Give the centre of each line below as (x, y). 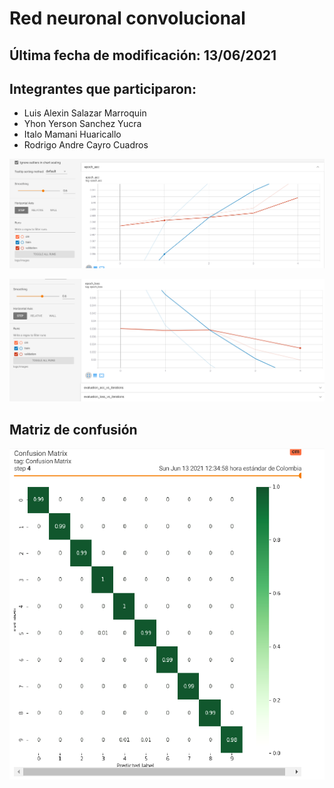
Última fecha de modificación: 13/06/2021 (143, 55)
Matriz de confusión (73, 429)
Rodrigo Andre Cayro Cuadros (86, 145)
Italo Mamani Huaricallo (72, 134)
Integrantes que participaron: (103, 88)
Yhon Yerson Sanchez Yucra (82, 124)
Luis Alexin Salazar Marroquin (85, 113)
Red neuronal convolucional (127, 18)
